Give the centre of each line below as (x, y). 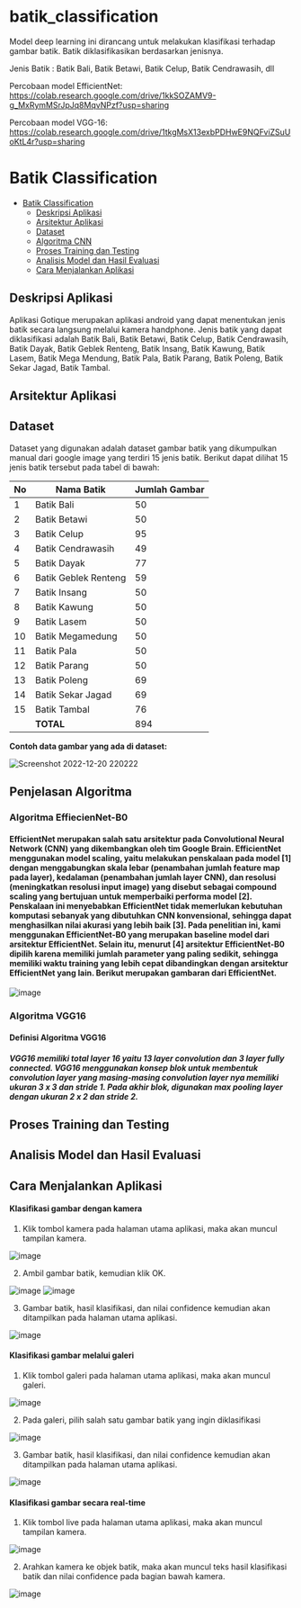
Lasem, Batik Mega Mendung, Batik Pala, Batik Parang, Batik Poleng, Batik (146, 358)
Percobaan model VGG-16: (58, 122)
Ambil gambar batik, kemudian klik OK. (94, 1273)
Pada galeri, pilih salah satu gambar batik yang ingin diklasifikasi (141, 1420)
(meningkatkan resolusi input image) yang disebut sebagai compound (143, 886)
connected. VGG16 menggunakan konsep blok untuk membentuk (134, 1067)
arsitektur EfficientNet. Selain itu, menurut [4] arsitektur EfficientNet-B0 (147, 944)
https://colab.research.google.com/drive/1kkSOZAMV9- (113, 95)
